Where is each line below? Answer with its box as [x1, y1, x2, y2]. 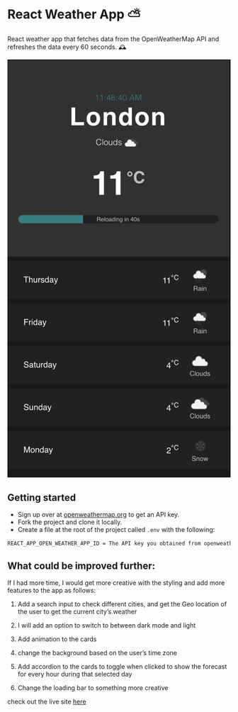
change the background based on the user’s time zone [17, 648, 177, 657]
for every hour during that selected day [17, 669, 132, 678]
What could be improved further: [7, 560, 156, 572]
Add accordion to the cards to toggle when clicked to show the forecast [17, 662, 227, 671]
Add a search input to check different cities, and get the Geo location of [17, 599, 227, 608]
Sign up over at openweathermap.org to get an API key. [17, 511, 180, 519]
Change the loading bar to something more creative [17, 683, 169, 692]
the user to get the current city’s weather [17, 607, 137, 616]
